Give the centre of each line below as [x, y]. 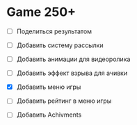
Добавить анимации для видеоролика [73, 59]
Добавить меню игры [49, 87]
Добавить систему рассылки [60, 45]
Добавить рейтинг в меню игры [64, 101]
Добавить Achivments [49, 115]
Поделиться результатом [54, 31]
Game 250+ [41, 12]
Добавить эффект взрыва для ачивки [72, 73]
